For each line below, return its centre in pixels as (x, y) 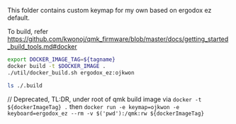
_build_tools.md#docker (42, 46)
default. (19, 18)
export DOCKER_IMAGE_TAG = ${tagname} (61, 60)
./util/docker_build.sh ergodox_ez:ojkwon (71, 73)
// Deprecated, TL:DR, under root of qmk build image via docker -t (105, 99)
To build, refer (28, 32)
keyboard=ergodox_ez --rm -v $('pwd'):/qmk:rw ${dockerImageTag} (106, 113)
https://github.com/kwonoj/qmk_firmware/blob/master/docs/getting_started (118, 39)
